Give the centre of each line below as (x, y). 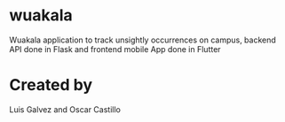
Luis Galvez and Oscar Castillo (65, 109)
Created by (51, 85)
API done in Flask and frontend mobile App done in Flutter (115, 49)
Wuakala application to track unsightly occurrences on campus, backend (143, 40)
